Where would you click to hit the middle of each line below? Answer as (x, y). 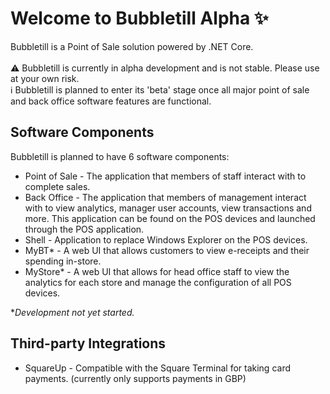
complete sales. (57, 186)
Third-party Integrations (88, 343)
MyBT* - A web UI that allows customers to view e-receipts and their (167, 250)
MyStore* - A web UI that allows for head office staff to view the (157, 271)
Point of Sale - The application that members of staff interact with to (165, 176)
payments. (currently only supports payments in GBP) (135, 378)
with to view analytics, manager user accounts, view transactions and (168, 208)
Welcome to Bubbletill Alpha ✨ (139, 18)
